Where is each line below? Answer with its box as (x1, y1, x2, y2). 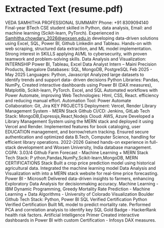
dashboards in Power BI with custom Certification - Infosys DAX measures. (5, 217, 157, 223)
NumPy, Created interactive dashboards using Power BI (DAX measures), (5, 82, 153, 88)
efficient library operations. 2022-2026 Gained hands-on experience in (5, 139, 148, 145)
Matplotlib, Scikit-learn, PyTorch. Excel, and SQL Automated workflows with (5, 87, 158, 93)
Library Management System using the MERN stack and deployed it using (5, 118, 154, 124)
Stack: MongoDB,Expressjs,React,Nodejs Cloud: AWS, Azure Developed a (5, 113, 154, 119)
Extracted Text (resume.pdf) (5, 3, 123, 15)
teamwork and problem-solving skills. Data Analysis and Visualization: (5, 56, 146, 62)
